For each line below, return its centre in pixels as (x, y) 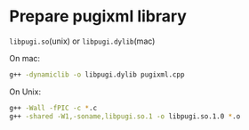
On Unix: (25, 92)
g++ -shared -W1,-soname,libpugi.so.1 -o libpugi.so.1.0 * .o (125, 116)
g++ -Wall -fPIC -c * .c (53, 108)
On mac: (25, 58)
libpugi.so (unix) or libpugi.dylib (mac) (82, 41)
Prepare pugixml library (98, 16)
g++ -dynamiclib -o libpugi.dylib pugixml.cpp (97, 74)
